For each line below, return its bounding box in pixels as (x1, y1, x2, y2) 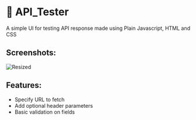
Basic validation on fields (14, 108, 75, 115)
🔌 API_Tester (6, 5, 69, 19)
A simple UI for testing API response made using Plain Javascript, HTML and (6, 25, 191, 32)
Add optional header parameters (14, 102, 94, 109)
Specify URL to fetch (14, 96, 65, 103)
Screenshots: (6, 48, 57, 58)
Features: (6, 80, 42, 90)
